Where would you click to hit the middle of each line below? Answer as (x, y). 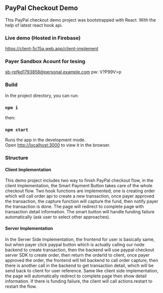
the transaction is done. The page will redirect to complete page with (75, 206)
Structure (17, 158)
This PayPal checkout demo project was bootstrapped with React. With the (81, 20)
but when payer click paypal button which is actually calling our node (75, 244)
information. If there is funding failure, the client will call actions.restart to (79, 281)
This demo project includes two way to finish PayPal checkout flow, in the (79, 180)
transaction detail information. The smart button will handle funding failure (80, 212)
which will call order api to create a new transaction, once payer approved (80, 196)
